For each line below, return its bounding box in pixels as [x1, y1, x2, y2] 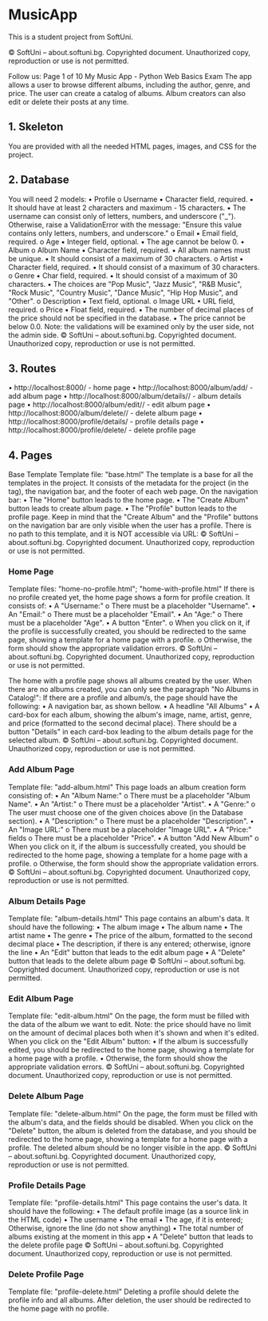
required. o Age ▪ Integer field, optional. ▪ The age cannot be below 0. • [8, 237, 245, 246]
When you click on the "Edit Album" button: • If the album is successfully [8, 1037, 249, 1046]
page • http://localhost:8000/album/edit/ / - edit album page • [8, 400, 211, 409]
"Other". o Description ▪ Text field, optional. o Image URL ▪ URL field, [8, 296, 235, 305]
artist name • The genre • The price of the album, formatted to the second [8, 931, 253, 941]
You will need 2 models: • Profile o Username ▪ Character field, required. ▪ [8, 194, 254, 204]
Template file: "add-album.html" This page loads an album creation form [8, 782, 246, 792]
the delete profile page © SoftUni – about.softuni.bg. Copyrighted [8, 1240, 223, 1250]
